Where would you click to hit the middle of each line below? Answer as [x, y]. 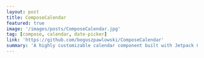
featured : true [25, 23]
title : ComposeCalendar [36, 18]
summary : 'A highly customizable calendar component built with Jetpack [100, 46]
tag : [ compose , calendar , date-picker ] [57, 34]
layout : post [23, 12]
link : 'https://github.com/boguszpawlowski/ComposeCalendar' [85, 40]
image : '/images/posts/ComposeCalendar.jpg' [63, 29]
